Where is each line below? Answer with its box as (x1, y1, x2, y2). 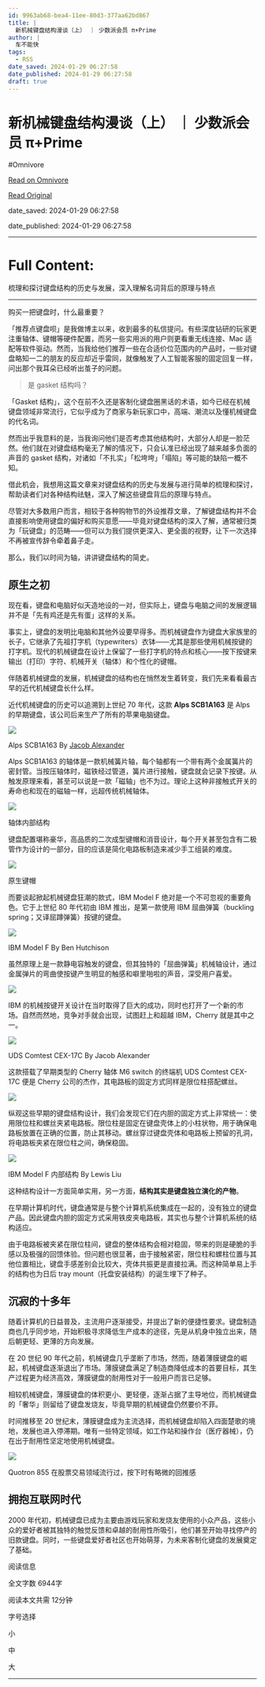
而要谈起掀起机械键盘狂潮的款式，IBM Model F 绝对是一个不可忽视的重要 (8, 892, 244, 903)
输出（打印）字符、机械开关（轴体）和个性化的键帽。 (8, 657, 181, 666)
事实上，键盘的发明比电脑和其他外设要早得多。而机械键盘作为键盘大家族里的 (8, 628, 257, 637)
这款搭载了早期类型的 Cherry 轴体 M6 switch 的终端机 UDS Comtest (8, 1067, 229, 1077)
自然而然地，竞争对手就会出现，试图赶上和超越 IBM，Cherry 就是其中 (21, 1011, 248, 1020)
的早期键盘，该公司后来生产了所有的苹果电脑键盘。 (8, 710, 174, 720)
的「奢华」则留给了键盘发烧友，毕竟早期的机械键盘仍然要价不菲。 (8, 1400, 222, 1409)
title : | (8, 19, 37, 27)
